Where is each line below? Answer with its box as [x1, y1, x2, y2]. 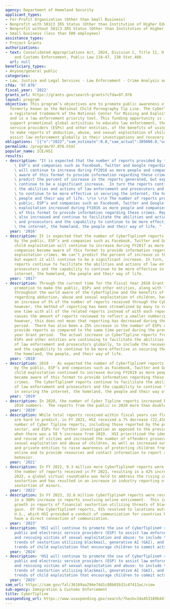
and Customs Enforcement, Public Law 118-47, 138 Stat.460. [14, 54, 144, 60]
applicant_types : [5, 12, 42, 17]
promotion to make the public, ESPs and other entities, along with [14, 285, 162, 290]
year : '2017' [10, 276, 37, 281]
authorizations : [5, 45, 39, 50]
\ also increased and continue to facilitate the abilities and [14, 215, 153, 220]
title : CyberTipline [5, 591, 49, 597]
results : [5, 154, 24, 159]
